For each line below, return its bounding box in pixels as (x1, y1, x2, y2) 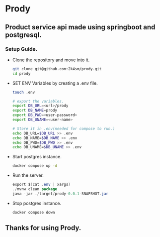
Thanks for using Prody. (5, 224, 81, 232)
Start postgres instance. (12, 154, 62, 160)
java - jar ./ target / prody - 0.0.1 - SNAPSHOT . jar (12, 191, 108, 196)
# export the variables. (12, 99, 64, 104)
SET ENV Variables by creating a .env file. (12, 80, 98, 86)
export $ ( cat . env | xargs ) (12, 182, 71, 187)
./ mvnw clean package (12, 187, 57, 192)
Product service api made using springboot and (5, 23, 156, 31)
